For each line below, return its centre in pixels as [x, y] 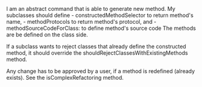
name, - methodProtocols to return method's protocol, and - [81, 22]
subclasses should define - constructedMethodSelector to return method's [100, 15]
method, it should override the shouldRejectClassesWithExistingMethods [97, 53]
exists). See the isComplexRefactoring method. [65, 78]
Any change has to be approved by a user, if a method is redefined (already [101, 71]
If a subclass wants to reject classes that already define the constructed [96, 46]
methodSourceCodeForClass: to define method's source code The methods [101, 28]
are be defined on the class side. [47, 35]
